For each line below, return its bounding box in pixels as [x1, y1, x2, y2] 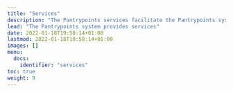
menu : [7, 49, 23, 56]
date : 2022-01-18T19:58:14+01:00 [7, 29, 104, 37]
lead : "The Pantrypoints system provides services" [7, 23, 159, 30]
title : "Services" [7, 10, 60, 17]
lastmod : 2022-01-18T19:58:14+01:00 [7, 36, 113, 43]
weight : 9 [7, 74, 36, 82]
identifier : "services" [19, 62, 89, 68]
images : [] [7, 42, 39, 49]
